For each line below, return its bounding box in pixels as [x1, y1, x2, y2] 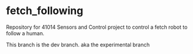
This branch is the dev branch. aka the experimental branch [6, 41, 150, 48]
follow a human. [6, 29, 45, 36]
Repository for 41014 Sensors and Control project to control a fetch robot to [6, 23, 188, 31]
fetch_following [6, 4, 84, 18]
